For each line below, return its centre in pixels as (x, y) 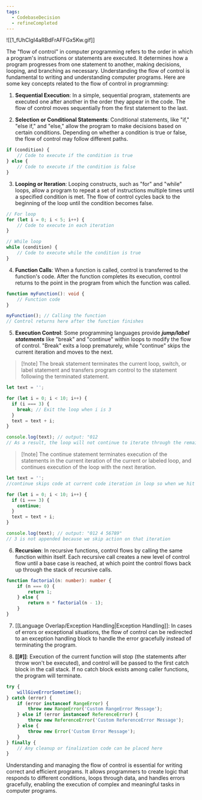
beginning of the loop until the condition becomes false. (84, 203)
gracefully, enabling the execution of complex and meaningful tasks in (93, 784)
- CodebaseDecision (36, 17)
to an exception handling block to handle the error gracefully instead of (103, 638)
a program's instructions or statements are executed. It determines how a (97, 58)
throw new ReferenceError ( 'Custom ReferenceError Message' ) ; (106, 720)
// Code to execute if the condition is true (75, 156)
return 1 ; (40, 592)
